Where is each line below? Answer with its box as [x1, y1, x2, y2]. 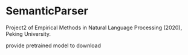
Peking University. [5, 30, 51, 37]
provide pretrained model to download [5, 42, 101, 49]
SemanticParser [5, 4, 88, 18]
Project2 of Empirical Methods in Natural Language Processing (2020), [5, 24, 183, 31]
